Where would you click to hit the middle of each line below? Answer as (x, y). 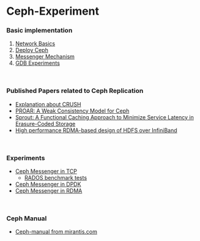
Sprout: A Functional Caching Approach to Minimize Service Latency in (104, 117)
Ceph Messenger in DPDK (48, 184)
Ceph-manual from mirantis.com (56, 232)
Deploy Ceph (32, 50)
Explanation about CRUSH (48, 104)
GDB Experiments (37, 63)
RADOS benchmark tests (56, 178)
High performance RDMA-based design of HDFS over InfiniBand (96, 130)
